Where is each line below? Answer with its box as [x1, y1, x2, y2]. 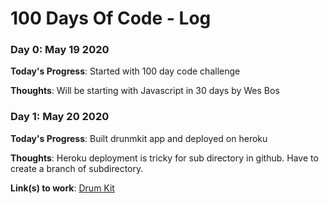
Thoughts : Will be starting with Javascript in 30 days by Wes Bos [10, 85, 280, 97]
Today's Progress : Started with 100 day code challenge [10, 65, 241, 77]
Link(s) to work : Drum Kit [10, 182, 115, 194]
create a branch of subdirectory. [10, 162, 144, 174]
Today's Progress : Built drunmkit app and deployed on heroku [10, 132, 268, 144]
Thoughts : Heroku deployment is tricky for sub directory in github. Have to [10, 152, 319, 164]
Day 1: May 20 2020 [10, 110, 110, 124]
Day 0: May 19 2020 [10, 43, 110, 57]
